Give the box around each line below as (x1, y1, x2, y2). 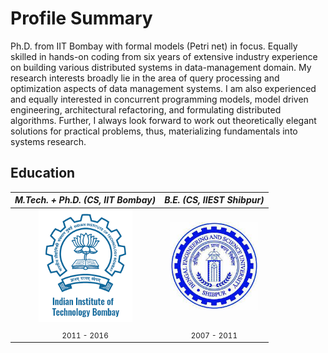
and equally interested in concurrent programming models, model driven (10, 93, 309, 105)
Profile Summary (10, 7, 153, 30)
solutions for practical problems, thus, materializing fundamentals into (10, 125, 298, 137)
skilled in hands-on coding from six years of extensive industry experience (10, 50, 318, 62)
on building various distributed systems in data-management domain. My (10, 61, 312, 73)
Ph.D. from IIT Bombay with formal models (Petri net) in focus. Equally (10, 40, 298, 52)
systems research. (10, 135, 87, 147)
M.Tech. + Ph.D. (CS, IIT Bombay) (14, 194, 157, 206)
